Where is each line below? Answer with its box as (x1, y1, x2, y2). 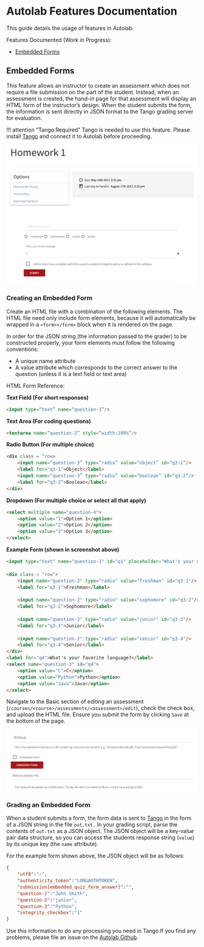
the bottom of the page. (6, 717, 66, 725)
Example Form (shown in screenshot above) (6, 546, 120, 553)
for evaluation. (6, 114, 42, 121)
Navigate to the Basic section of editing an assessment (6, 698, 144, 705)
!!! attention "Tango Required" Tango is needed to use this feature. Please (6, 126, 190, 133)
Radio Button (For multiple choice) (6, 441, 94, 449)
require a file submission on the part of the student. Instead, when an (6, 88, 179, 96)
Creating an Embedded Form (6, 294, 93, 302)
